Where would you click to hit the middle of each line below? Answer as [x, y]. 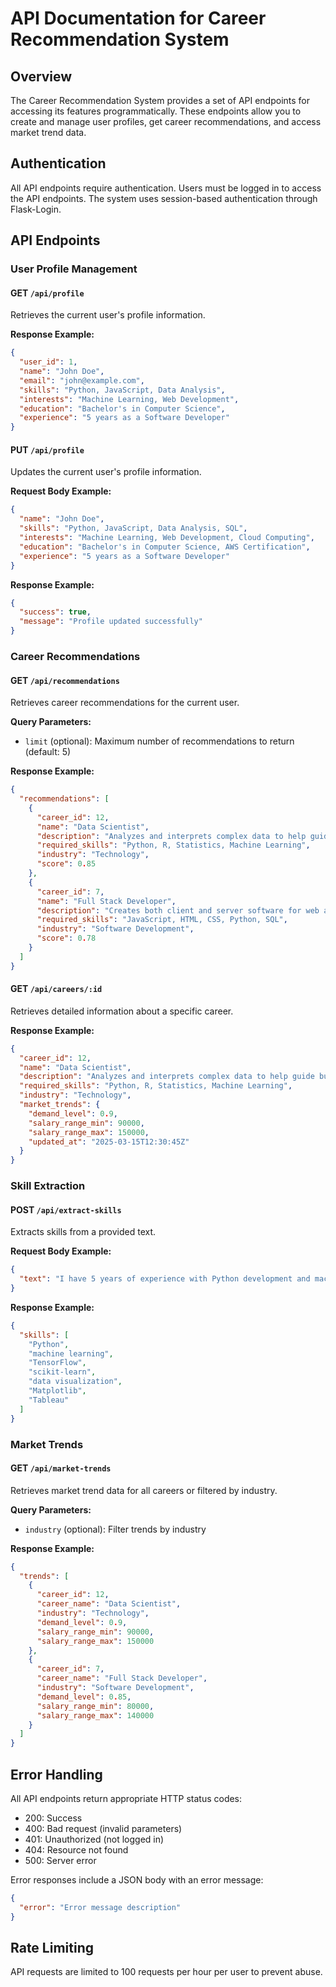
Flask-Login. [36, 209]
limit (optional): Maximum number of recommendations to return [159, 741]
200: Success [53, 1818]
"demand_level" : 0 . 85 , [84, 1697]
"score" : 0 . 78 [66, 938]
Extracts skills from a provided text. [83, 1232]
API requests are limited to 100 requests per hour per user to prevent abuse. [166, 1972]
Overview [41, 76]
